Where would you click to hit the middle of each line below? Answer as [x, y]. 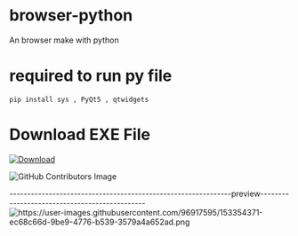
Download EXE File [80, 135]
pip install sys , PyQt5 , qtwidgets [79, 99]
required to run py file [91, 76]
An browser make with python [64, 40]
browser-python [71, 16]
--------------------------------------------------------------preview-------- [149, 193]
